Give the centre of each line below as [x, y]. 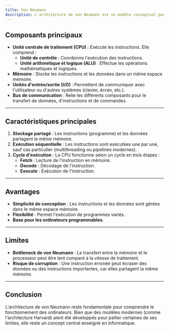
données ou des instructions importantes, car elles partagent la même [85, 268]
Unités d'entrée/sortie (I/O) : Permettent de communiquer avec [78, 85]
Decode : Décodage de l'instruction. [58, 166]
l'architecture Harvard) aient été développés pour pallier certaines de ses [81, 317]
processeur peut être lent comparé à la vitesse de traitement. [76, 258]
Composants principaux [44, 35]
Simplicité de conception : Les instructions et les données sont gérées [86, 204]
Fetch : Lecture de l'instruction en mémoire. [65, 160]
